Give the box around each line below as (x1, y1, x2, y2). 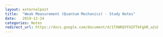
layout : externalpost (5, 7, 49, 12)
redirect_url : (5, 25, 34, 30)
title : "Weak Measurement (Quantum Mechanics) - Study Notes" (5, 12, 136, 16)
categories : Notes (5, 20, 42, 25)
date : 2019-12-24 (5, 16, 45, 21)
